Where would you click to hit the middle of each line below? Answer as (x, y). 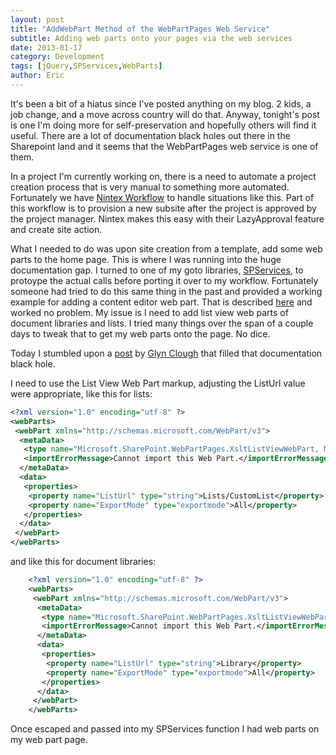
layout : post (37, 19)
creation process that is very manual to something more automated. (150, 187)
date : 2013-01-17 (46, 47)
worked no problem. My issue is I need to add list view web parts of (149, 312)
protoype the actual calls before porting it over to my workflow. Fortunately (164, 280)
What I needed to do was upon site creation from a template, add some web (166, 248)
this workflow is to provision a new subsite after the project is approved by (163, 208)
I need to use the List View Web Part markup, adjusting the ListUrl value (158, 383)
